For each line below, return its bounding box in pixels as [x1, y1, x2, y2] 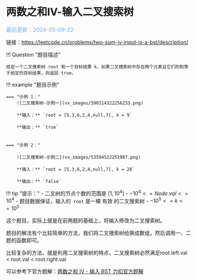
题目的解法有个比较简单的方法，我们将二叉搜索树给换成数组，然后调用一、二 [6, 229, 191, 236]
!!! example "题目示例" [6, 81, 60, 88]
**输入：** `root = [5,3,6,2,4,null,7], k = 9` [16, 112, 133, 118]
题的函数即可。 [6, 237, 42, 244]
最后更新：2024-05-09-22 [6, 26, 74, 33]
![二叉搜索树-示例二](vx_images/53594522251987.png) [16, 154, 141, 160]
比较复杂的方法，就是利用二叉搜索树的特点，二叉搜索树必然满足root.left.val [6, 249, 188, 256]
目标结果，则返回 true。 [23, 70, 76, 76]
